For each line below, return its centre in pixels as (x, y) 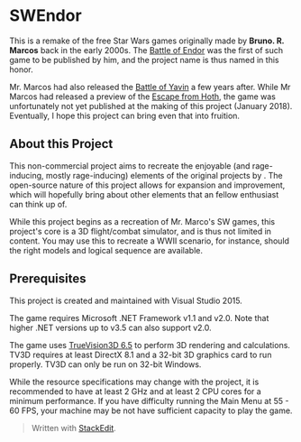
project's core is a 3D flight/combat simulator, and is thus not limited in (141, 231)
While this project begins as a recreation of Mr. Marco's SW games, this (142, 221)
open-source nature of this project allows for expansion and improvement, (147, 185)
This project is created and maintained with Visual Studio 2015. (126, 300)
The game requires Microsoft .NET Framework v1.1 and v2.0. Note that (139, 318)
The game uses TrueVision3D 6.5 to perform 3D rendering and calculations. (150, 345)
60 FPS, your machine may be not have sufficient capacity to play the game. (151, 410)
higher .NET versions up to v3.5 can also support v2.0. (110, 327)
